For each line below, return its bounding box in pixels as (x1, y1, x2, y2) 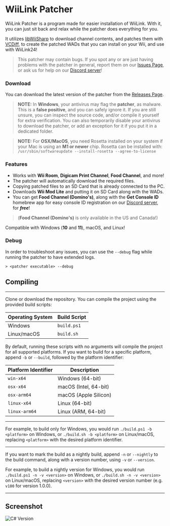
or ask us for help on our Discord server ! (17, 67, 103, 73)
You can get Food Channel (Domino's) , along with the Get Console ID (12, 194, 159, 200)
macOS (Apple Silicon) (57, 391, 112, 398)
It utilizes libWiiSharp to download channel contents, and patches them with (5, 36, 163, 42)
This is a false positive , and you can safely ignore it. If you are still (17, 107, 156, 113)
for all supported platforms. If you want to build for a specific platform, (5, 348, 152, 355)
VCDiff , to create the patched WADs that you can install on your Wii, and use (5, 41, 164, 47)
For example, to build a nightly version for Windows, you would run (5, 466, 145, 473)
